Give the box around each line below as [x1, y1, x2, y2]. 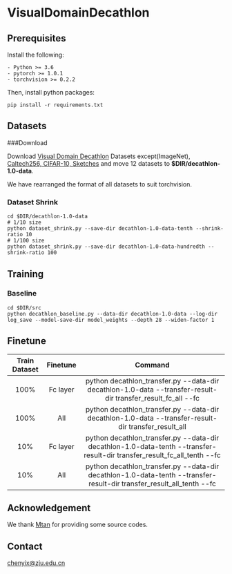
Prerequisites [7, 32, 66, 44]
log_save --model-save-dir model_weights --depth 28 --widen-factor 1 [7, 316, 215, 323]
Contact [7, 540, 43, 552]
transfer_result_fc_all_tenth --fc [117, 450, 221, 460]
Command [134, 360, 171, 370]
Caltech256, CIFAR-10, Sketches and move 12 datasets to [7, 159, 171, 167]
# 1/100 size [7, 237, 45, 245]
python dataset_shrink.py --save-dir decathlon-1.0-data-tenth [7, 225, 193, 232]
